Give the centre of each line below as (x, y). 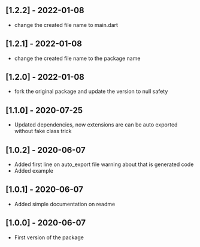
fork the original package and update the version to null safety (91, 91)
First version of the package (49, 237)
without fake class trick (43, 131)
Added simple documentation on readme (65, 204)
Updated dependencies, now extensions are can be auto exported (96, 125)
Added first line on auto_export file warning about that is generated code (104, 164)
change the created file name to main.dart (66, 25)
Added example (34, 171)
